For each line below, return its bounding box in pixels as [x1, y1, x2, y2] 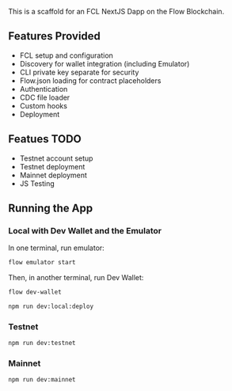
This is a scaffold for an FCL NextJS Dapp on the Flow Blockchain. [8, 7, 225, 16]
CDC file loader [19, 93, 70, 102]
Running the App [8, 202, 93, 215]
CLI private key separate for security [19, 67, 139, 77]
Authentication [19, 84, 68, 93]
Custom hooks [19, 101, 67, 110]
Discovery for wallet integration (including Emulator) [19, 59, 190, 68]
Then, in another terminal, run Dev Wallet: [8, 273, 144, 283]
